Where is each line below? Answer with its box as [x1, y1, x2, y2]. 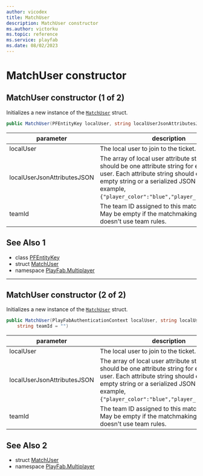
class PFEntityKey [14, 254, 60, 261]
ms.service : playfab [6, 37, 59, 43]
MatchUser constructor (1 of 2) [6, 93, 125, 103]
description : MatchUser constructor [6, 20, 98, 26]
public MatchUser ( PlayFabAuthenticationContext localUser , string [6, 317, 177, 324]
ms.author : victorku [6, 25, 59, 32]
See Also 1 [6, 237, 46, 248]
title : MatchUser [6, 15, 50, 21]
